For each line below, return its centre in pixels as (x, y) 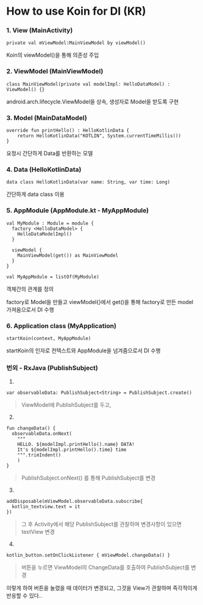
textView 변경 (38, 532)
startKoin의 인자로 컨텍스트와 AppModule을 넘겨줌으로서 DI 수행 (84, 351)
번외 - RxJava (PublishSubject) (52, 368)
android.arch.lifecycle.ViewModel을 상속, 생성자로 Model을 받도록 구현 (92, 102)
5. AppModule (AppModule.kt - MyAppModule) (78, 210)
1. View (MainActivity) (40, 31)
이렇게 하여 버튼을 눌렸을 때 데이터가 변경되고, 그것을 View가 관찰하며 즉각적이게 (102, 588)
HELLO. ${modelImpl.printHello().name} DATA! (76, 445)
